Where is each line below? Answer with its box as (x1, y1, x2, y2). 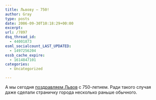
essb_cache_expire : (5, 52, 45, 58)
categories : (5, 62, 30, 67)
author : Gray (5, 12, 32, 17)
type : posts (5, 16, 30, 21)
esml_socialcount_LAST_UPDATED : (5, 44, 71, 49)
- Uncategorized (9, 67, 43, 72)
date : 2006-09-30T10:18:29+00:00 (5, 21, 74, 26)
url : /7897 (5, 30, 28, 35)
